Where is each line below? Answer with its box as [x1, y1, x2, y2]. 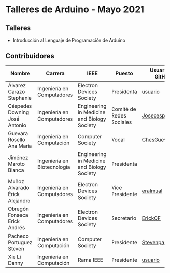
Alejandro [8, 197, 31, 204]
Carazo [8, 88, 25, 95]
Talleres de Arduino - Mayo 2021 [5, 4, 144, 15]
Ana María [8, 142, 32, 149]
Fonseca [8, 211, 28, 218]
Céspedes [8, 102, 32, 109]
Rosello [8, 136, 25, 143]
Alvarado [8, 184, 29, 191]
